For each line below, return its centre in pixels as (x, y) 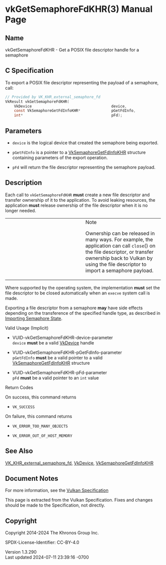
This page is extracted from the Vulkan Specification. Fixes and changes (79, 500)
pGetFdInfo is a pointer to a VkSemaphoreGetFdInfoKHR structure (79, 152)
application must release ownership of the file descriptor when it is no (77, 205)
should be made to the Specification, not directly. (55, 505)
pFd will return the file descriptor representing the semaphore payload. (84, 167)
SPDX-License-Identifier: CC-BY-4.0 (42, 542)
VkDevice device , (70, 106)
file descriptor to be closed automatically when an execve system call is (78, 293)
